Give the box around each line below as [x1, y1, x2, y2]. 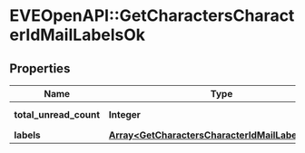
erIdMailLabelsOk [9, 24, 146, 45]
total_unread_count [14, 109, 101, 120]
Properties [9, 61, 71, 76]
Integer [108, 109, 141, 120]
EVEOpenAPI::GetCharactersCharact [9, 5, 295, 26]
